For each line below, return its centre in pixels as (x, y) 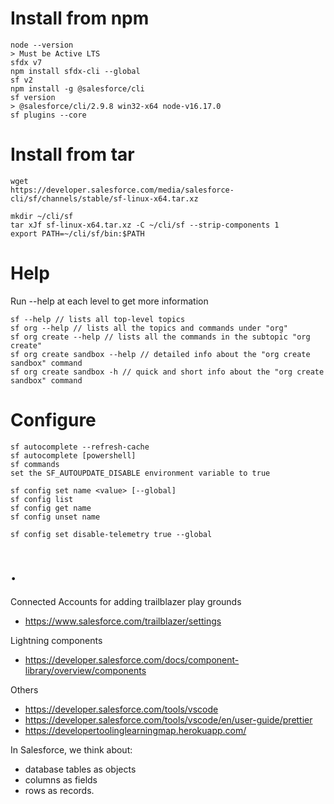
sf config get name (51, 508)
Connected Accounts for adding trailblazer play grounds (126, 601)
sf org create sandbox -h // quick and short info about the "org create (167, 372)
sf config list (42, 499)
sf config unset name (55, 517)
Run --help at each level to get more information (109, 301)
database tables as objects (80, 769)
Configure (53, 420)
